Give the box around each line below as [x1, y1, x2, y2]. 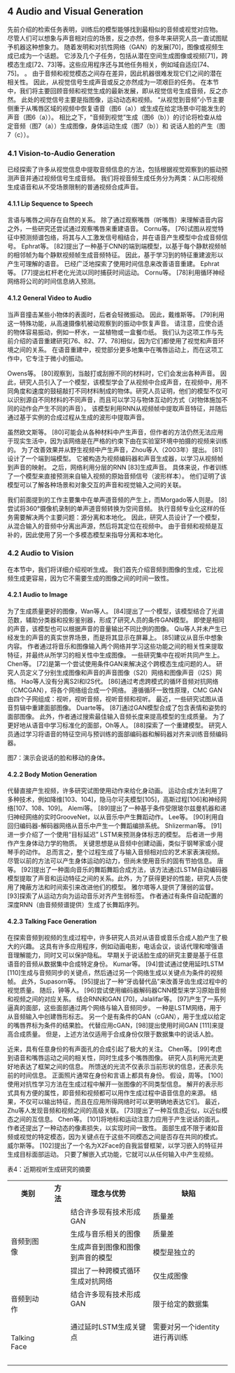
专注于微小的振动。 [31, 354, 87, 362]
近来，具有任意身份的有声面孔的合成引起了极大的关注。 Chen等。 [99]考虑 [7, 1045, 222, 1054]
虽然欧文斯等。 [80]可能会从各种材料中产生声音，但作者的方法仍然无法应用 [7, 427, 224, 436]
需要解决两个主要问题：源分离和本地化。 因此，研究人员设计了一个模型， [13, 512, 224, 522]
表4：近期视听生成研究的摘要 [7, 1165, 92, 1174]
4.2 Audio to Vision [7, 548, 74, 558]
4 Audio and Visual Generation [7, 6, 143, 18]
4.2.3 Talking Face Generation [7, 917, 97, 925]
